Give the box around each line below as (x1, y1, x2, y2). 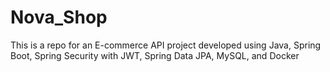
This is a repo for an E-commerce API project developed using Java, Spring (10, 39, 322, 51)
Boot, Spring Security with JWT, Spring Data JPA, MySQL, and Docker (10, 49, 300, 61)
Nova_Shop (10, 6, 108, 29)
